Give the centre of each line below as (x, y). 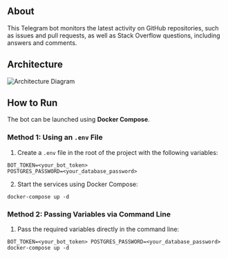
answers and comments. (42, 43)
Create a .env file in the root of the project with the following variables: (117, 152)
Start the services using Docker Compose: (77, 184)
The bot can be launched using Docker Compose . (78, 120)
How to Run (32, 103)
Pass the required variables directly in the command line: (98, 229)
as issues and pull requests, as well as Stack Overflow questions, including (114, 35)
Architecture (35, 65)
